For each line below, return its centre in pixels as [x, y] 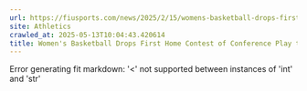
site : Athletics [40, 26]
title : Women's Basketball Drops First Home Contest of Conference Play [151, 43]
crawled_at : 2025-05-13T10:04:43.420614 [88, 35]
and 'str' [25, 79]
